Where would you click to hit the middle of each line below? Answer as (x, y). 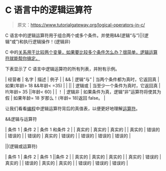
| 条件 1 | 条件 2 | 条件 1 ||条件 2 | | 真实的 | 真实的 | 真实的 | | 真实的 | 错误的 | (83, 157)
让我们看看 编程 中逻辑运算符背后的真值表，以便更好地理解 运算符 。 (73, 108)
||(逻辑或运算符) (21, 146)
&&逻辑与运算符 (21, 119)
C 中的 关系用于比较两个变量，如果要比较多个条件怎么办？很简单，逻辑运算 (82, 52)
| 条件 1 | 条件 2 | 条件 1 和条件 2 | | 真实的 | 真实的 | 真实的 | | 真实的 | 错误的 (83, 129)
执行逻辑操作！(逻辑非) (47, 41)
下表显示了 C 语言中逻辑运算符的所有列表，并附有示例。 (63, 69)
